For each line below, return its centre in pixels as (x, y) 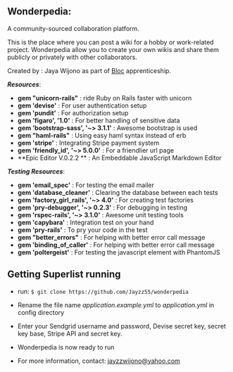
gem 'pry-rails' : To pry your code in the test (82, 230)
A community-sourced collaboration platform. (73, 28)
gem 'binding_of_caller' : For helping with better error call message (116, 245)
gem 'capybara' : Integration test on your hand (86, 222)
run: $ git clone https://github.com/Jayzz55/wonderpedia (103, 291)
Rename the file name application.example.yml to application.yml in (116, 304)
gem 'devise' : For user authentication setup (82, 105)
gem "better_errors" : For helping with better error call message (111, 237)
